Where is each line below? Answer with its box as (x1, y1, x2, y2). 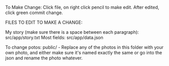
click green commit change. (5, 10, 63, 16)
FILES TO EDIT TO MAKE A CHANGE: (5, 20, 83, 25)
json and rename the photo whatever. (5, 55, 83, 61)
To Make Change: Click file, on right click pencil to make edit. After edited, (5, 5, 159, 10)
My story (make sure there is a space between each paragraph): (5, 29, 139, 35)
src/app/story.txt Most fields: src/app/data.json (5, 35, 103, 40)
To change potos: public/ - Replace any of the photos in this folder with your (5, 44, 164, 50)
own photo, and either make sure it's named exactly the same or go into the (5, 50, 162, 55)
